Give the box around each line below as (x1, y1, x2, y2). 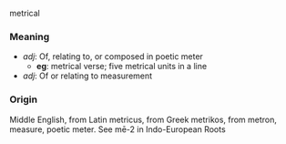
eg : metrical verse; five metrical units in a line (36, 61, 208, 72)
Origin (9, 93, 38, 106)
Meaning (9, 30, 50, 43)
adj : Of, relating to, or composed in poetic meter (22, 51, 203, 62)
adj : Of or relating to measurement (22, 70, 153, 81)
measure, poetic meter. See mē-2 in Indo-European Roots (9, 123, 226, 135)
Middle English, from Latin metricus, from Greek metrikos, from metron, (9, 114, 278, 125)
